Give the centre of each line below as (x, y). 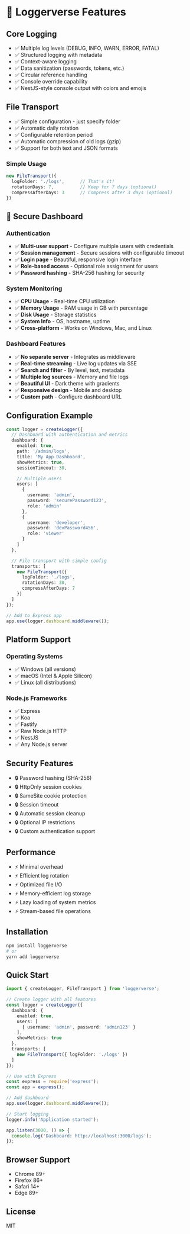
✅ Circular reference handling (51, 75)
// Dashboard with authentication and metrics (70, 435)
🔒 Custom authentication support (55, 831)
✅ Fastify (26, 724)
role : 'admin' (45, 506)
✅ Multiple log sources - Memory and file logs (71, 377)
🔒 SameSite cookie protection (50, 796)
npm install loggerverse (37, 946)
